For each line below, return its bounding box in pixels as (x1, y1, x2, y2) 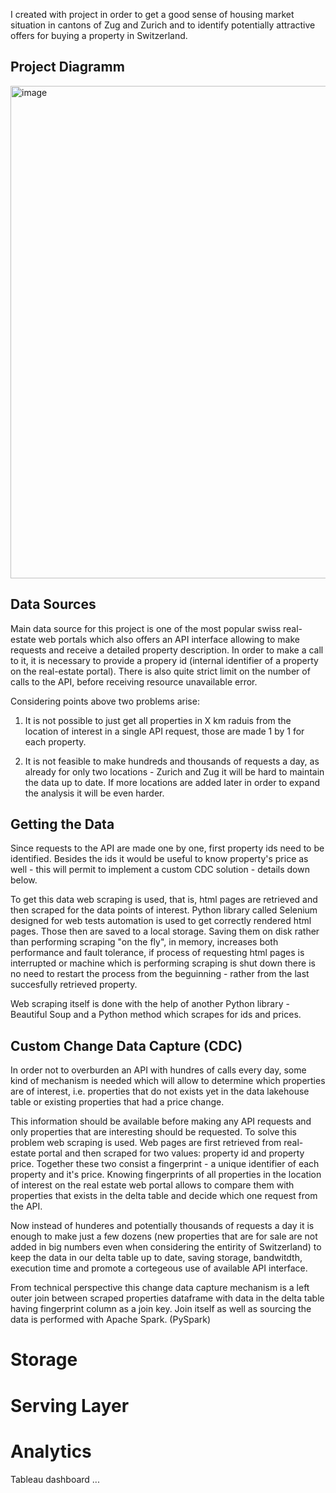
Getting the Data (10, 816, 115, 833)
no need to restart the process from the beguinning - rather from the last (10, 968, 310, 980)
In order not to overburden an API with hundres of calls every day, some (10, 1064, 307, 1076)
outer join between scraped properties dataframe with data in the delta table (10, 1292, 325, 1304)
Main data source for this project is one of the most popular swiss (10, 622, 282, 634)
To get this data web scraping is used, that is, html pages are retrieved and (10, 894, 318, 906)
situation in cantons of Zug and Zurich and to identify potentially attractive (10, 19, 316, 31)
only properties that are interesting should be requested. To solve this (10, 1126, 297, 1138)
